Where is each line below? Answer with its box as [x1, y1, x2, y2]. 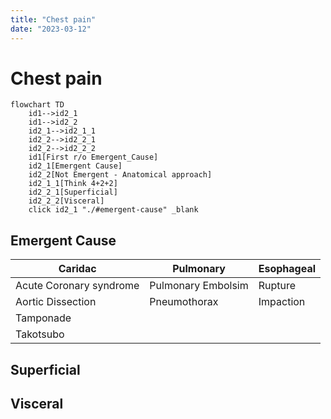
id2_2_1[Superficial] [28, 187, 118, 198]
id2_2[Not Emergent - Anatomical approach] [28, 170, 213, 180]
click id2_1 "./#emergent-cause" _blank [28, 205, 199, 215]
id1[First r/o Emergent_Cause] [28, 152, 159, 163]
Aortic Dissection [15, 295, 97, 309]
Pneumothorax [149, 295, 219, 309]
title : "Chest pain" [10, 14, 97, 25]
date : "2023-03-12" [10, 24, 92, 34]
